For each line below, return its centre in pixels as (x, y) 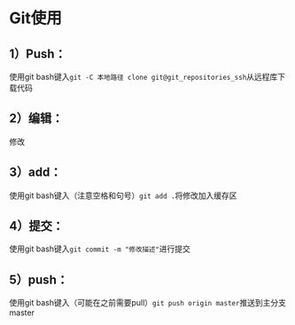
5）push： (39, 279)
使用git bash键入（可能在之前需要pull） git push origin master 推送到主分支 (147, 303)
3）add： (35, 173)
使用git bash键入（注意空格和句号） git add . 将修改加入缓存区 (123, 195)
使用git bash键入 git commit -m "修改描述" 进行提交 (100, 249)
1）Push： (38, 54)
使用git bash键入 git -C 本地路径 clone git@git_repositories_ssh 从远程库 (144, 77)
